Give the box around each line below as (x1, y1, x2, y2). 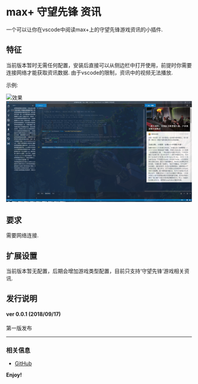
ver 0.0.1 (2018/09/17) (6, 310, 61, 317)
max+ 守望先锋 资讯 (6, 5, 101, 19)
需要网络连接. (6, 232, 39, 239)
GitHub (14, 360, 32, 367)
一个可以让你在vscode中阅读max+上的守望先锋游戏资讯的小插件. (6, 26, 163, 33)
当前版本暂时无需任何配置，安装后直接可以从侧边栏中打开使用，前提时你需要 (6, 61, 192, 68)
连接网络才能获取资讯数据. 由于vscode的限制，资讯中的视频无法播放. (6, 69, 173, 76)
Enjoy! (6, 371, 22, 378)
